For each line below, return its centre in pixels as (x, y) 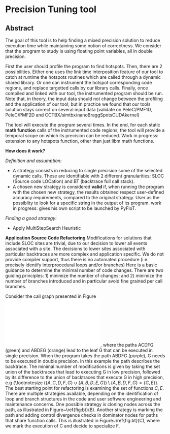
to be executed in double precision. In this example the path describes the (83, 361)
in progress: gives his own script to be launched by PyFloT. (74, 208)
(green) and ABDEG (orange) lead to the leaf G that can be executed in (79, 350)
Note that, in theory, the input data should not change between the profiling (84, 99)
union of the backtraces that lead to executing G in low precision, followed (83, 372)
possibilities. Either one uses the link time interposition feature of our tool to (84, 72)
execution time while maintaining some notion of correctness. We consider (83, 46)
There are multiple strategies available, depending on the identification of (82, 393)
